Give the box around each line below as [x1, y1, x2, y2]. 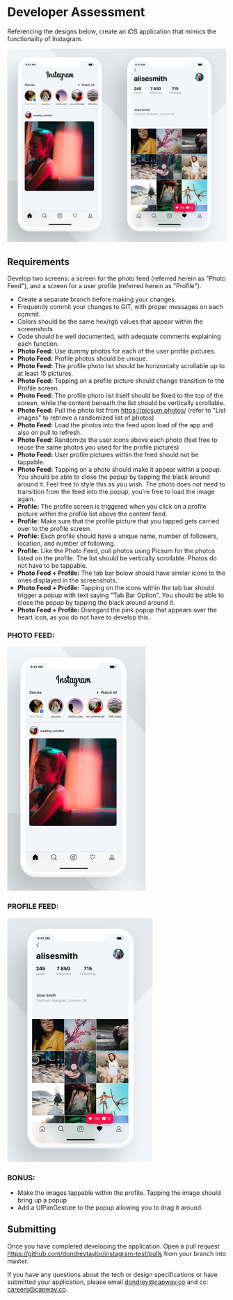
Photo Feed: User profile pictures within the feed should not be [17, 450, 199, 459]
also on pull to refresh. [17, 429, 82, 437]
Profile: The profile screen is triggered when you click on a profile [17, 502, 207, 511]
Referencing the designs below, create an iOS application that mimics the [7, 27, 217, 35]
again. [17, 495, 35, 503]
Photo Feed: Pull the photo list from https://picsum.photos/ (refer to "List [17, 406, 226, 415]
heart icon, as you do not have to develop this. [17, 613, 151, 621]
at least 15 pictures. [17, 370, 74, 378]
